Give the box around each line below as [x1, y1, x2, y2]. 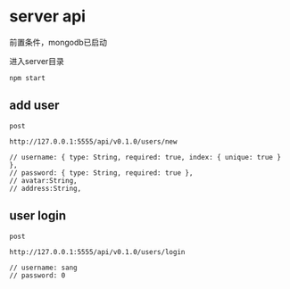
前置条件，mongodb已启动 [9, 37, 108, 47]
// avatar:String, [9, 176, 78, 185]
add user [9, 98, 60, 113]
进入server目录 [9, 55, 65, 66]
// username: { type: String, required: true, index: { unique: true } [9, 153, 281, 161]
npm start [9, 73, 46, 82]
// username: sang [9, 263, 78, 272]
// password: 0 [9, 270, 66, 280]
